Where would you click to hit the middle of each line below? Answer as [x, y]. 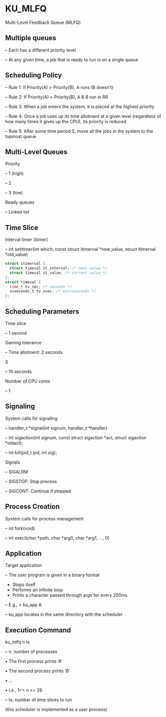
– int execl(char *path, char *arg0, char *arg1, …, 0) [57, 538]
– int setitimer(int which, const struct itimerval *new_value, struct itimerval [81, 249]
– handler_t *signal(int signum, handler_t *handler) [56, 428]
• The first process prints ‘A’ [34, 661]
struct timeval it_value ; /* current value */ [58, 273]
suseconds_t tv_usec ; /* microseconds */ [53, 291]
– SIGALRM [17, 472]
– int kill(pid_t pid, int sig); [31, 452]
